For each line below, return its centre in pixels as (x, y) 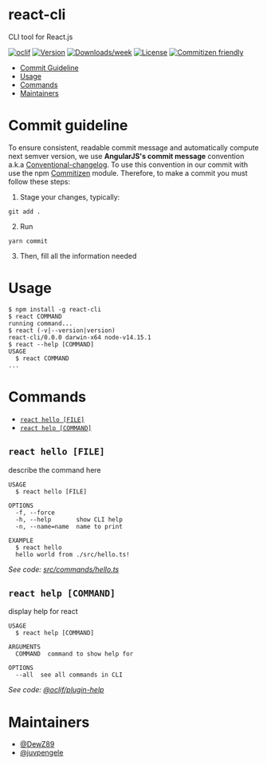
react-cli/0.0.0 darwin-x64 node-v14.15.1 (80, 337)
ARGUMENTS (25, 647)
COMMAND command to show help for (75, 654)
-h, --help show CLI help (69, 519)
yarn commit (28, 241)
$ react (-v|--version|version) (62, 330)
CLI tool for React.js (41, 37)
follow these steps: (39, 181)
